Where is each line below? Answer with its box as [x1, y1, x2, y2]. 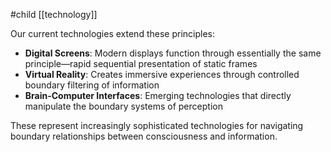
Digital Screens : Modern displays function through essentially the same [24, 47, 322, 59]
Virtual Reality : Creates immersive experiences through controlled [24, 69, 300, 80]
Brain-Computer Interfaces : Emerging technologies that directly [24, 90, 292, 101]
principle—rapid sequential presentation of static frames [24, 58, 258, 69]
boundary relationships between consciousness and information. [10, 130, 278, 142]
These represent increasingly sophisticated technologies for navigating [10, 120, 304, 131]
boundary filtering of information [24, 79, 160, 91]
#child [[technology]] [10, 9, 98, 20]
